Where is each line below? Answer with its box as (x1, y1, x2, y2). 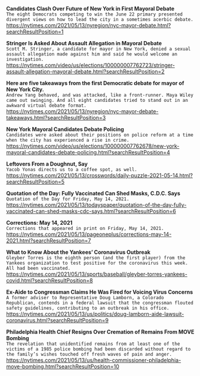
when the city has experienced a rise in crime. (6, 137, 130, 143)
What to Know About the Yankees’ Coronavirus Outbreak (6, 248, 151, 256)
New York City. (6, 86, 44, 93)
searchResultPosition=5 (6, 178, 64, 185)
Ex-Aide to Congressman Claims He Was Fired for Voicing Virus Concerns (6, 288, 193, 296)
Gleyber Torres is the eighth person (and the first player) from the (6, 255, 186, 261)
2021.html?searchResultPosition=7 (6, 237, 91, 244)
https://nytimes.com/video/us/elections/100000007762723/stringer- (6, 62, 175, 69)
